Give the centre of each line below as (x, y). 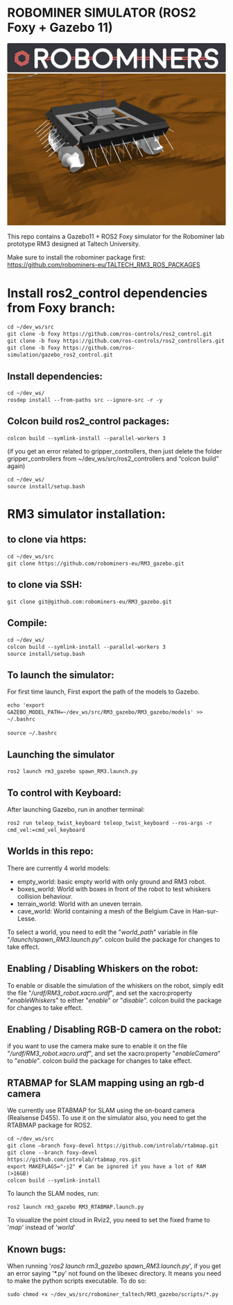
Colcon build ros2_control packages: (88, 421)
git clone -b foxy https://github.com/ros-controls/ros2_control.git (110, 334)
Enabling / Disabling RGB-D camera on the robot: (114, 1029)
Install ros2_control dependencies (107, 293)
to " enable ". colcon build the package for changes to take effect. (100, 1061)
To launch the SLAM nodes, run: (53, 1194)
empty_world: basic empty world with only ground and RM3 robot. (112, 881)
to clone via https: (47, 539)
